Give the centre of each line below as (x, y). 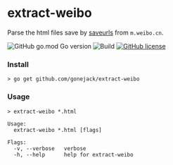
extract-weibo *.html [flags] (58, 130)
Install (18, 64)
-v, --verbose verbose (50, 148)
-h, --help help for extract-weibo (73, 154)
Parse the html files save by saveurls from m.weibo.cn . (85, 32)
